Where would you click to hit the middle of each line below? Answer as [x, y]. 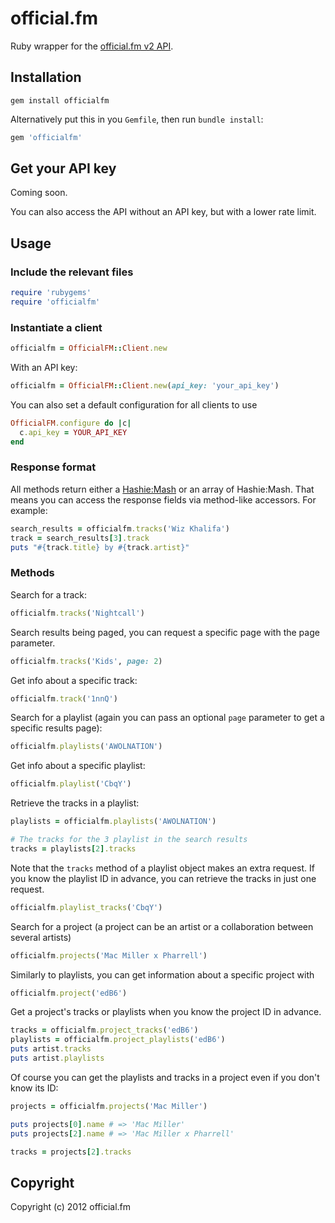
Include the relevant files [72, 272]
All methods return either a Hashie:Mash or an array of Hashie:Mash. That [162, 489]
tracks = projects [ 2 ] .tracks [71, 1152]
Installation [46, 77]
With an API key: [44, 368]
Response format [53, 467]
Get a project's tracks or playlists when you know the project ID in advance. [166, 1012]
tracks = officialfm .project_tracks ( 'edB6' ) [104, 1030]
